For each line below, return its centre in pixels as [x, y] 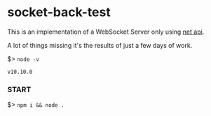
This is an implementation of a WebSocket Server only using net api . [106, 32]
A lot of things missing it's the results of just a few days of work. [100, 45]
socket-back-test [59, 12]
